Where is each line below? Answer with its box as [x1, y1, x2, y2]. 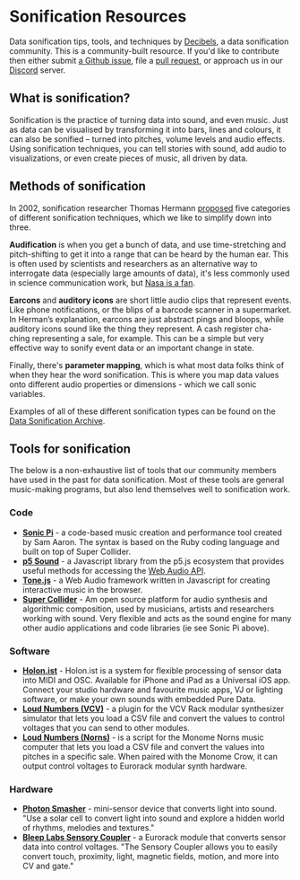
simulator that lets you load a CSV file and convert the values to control [21, 712, 285, 724]
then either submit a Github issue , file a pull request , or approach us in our [9, 55, 284, 66]
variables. [9, 388, 46, 399]
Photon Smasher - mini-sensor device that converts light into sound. [21, 804, 278, 814]
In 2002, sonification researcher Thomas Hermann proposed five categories [9, 202, 291, 213]
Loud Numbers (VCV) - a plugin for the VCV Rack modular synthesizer [21, 703, 285, 714]
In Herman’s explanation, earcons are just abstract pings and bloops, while [9, 313, 285, 324]
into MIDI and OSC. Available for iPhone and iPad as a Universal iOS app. [21, 674, 291, 685]
